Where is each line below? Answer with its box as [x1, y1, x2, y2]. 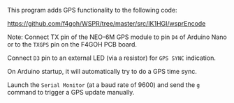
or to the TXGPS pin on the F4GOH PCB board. [7, 40, 138, 48]
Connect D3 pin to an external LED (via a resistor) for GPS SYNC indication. [7, 54, 217, 62]
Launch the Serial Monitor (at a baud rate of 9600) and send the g [7, 81, 200, 89]
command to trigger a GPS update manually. [7, 88, 135, 96]
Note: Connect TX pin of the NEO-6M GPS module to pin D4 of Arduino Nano [7, 33, 227, 41]
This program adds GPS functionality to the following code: [7, 6, 177, 14]
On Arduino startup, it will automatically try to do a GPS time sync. [7, 68, 197, 75]
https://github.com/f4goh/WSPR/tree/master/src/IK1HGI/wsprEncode [7, 19, 206, 27]
